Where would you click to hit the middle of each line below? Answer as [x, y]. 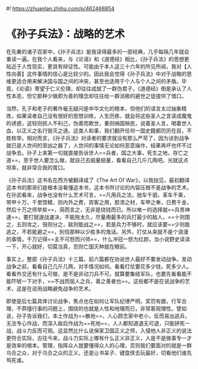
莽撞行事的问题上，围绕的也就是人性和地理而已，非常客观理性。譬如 [104, 308]
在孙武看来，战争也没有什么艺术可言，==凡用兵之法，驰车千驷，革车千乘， [97, 195]
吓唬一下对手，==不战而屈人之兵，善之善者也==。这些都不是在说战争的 [98, 281]
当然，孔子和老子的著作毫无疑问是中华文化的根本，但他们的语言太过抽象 [94, 108]
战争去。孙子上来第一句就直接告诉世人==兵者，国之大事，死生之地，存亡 [95, 152]
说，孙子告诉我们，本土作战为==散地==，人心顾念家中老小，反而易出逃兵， [98, 316]
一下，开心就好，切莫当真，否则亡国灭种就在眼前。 [68, 246]
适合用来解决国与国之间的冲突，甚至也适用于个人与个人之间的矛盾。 [99, 81]
